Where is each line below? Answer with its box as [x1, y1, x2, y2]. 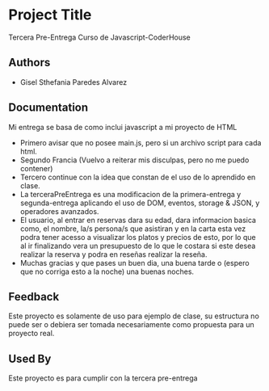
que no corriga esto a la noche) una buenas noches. [19, 267, 195, 276]
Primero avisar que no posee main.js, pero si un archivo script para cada [19, 137, 262, 147]
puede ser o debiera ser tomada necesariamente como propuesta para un [8, 320, 254, 330]
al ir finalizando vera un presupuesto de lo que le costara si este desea [19, 241, 256, 250]
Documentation [8, 101, 89, 115]
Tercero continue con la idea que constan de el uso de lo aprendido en [19, 172, 256, 182]
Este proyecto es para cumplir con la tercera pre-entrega [8, 373, 198, 383]
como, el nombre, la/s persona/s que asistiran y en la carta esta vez [19, 224, 246, 233]
